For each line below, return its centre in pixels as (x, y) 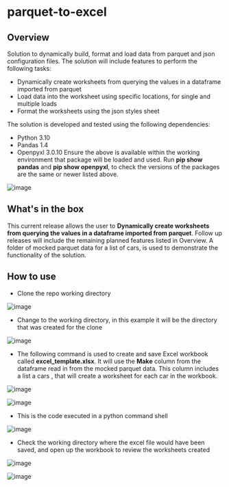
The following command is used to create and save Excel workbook (112, 354)
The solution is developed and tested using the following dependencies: (109, 124)
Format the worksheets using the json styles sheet (88, 111)
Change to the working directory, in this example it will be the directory (117, 320)
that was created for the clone (60, 327)
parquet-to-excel (57, 12)
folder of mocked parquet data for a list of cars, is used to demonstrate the (112, 248)
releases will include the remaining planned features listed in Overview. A (110, 240)
